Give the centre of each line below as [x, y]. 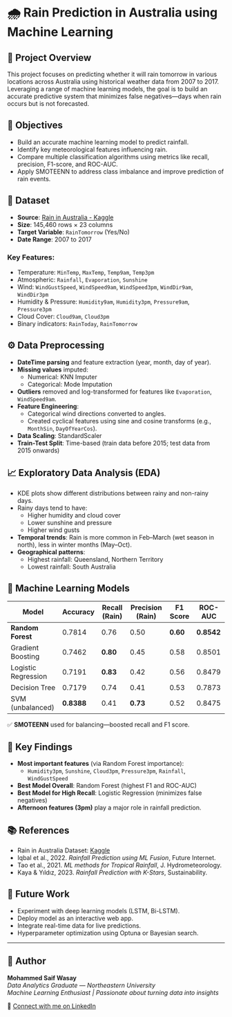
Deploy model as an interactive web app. [75, 918]
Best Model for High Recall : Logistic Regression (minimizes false [109, 793]
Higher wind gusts [54, 530]
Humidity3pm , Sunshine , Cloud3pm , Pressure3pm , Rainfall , [106, 771]
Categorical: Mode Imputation [70, 384]
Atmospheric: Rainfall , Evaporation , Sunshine [82, 280]
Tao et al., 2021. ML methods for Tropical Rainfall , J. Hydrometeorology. [119, 865]
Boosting [25, 657]
